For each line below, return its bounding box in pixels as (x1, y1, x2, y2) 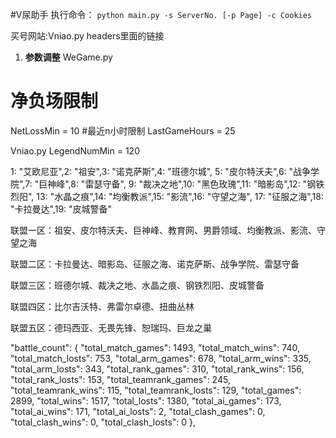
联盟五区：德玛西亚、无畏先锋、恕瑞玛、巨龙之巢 (10, 321, 212, 333)
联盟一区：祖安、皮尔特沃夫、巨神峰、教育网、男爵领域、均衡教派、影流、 (10, 224, 317, 236)
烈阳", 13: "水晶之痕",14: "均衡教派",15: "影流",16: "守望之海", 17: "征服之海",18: (10, 190, 324, 202)
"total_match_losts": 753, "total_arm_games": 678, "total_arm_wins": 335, (10, 352, 312, 364)
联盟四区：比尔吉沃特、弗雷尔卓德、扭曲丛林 (10, 300, 195, 312)
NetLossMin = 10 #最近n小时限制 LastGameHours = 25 (10, 124, 236, 137)
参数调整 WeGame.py (24, 51, 113, 63)
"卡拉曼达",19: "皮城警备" (10, 203, 113, 215)
